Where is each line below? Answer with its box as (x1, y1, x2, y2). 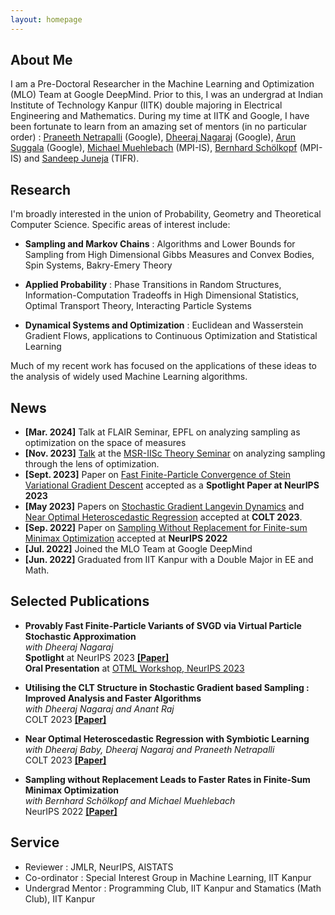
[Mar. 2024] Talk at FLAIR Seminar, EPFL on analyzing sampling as (24, 426, 301, 438)
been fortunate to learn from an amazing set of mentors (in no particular (10, 121, 307, 133)
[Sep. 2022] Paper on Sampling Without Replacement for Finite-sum (24, 522, 308, 534)
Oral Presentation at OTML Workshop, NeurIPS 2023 (24, 662, 245, 674)
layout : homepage (10, 14, 83, 25)
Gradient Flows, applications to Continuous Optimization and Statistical (24, 330, 318, 342)
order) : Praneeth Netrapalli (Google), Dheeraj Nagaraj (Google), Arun (10, 131, 297, 143)
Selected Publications (10, 593, 150, 610)
